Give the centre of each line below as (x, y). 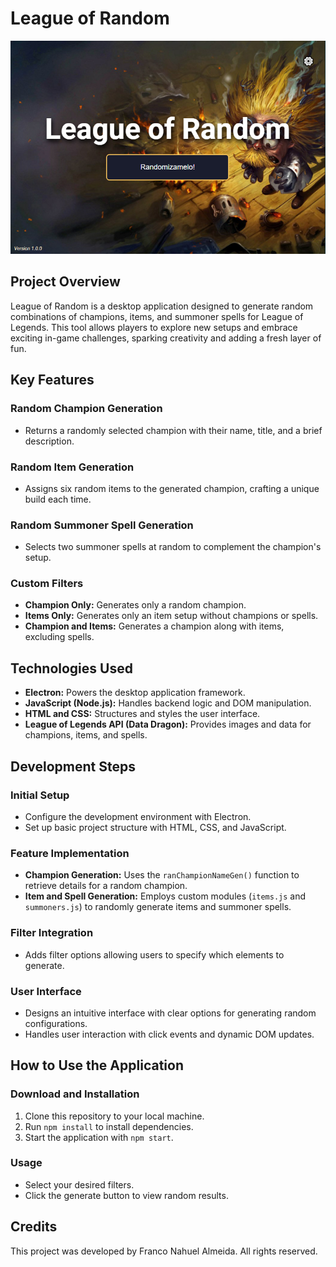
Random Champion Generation (86, 409)
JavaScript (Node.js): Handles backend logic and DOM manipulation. (168, 703)
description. (49, 441)
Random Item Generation (72, 467)
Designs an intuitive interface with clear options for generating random (170, 1013)
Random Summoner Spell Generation (102, 525)
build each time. (58, 499)
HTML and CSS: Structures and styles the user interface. (142, 714)
